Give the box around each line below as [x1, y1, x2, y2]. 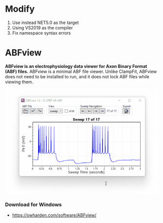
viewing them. [5, 79, 34, 85]
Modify [5, 3, 35, 15]
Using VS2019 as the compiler [12, 24, 73, 30]
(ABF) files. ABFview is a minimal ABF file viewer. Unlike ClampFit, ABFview [5, 68, 157, 74]
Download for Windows [5, 201, 62, 208]
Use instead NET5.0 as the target [12, 20, 79, 25]
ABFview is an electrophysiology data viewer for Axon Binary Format [5, 63, 147, 69]
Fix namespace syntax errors [12, 30, 71, 36]
